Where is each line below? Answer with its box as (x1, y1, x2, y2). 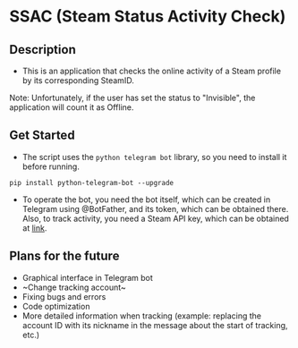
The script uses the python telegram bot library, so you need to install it (21, 151, 287, 162)
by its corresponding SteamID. (21, 75, 134, 86)
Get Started (9, 128, 75, 143)
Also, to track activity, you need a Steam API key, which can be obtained (21, 213, 289, 224)
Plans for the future (9, 249, 120, 264)
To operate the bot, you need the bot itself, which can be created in (21, 194, 271, 205)
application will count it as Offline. (9, 102, 134, 113)
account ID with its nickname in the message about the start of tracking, (21, 319, 288, 330)
